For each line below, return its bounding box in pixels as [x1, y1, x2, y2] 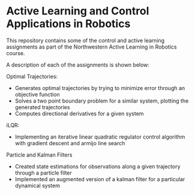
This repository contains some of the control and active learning [6, 37, 165, 44]
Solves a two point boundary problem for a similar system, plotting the [14, 97, 189, 104]
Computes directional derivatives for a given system [14, 110, 144, 117]
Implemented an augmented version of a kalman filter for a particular [14, 175, 185, 182]
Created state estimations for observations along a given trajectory [14, 163, 181, 170]
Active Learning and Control [6, 4, 149, 18]
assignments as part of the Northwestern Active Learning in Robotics [6, 43, 177, 50]
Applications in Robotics [6, 17, 131, 31]
